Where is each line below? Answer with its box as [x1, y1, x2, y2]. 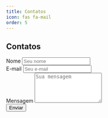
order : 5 [6, 19, 28, 25]
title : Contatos [6, 8, 46, 15]
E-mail [6, 65, 22, 73]
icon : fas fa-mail [6, 14, 51, 20]
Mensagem [6, 97, 34, 104]
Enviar [9, 104, 24, 111]
